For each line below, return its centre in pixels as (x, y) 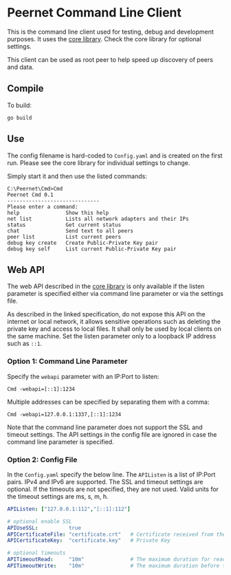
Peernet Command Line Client (95, 13)
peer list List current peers (64, 237)
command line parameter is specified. (61, 442)
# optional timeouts (37, 553)
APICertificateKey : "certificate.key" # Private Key (89, 541)
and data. (21, 67)
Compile (25, 88)
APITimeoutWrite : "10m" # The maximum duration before (113, 566)
